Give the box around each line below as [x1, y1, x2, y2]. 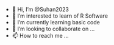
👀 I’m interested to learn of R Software [12, 12, 109, 19]
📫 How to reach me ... [12, 32, 69, 39]
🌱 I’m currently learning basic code [12, 19, 101, 26]
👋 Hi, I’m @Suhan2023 [12, 6, 69, 13]
